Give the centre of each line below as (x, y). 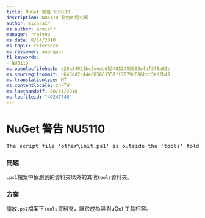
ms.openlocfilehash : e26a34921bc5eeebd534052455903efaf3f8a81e (88, 69)
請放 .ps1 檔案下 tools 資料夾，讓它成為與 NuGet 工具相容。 (79, 209)
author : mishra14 (28, 23)
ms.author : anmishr (31, 29)
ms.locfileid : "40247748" (39, 97)
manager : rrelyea (28, 35)
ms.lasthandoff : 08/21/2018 (42, 91)
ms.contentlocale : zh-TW (38, 86)
